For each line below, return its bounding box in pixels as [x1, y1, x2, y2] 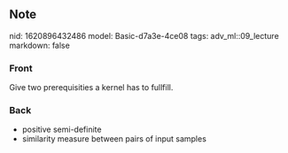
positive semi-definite [21, 124, 102, 135]
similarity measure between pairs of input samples [21, 134, 206, 144]
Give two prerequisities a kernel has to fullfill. [9, 82, 174, 93]
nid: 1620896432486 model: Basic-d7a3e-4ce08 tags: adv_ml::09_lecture [9, 30, 279, 41]
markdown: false [9, 40, 71, 50]
